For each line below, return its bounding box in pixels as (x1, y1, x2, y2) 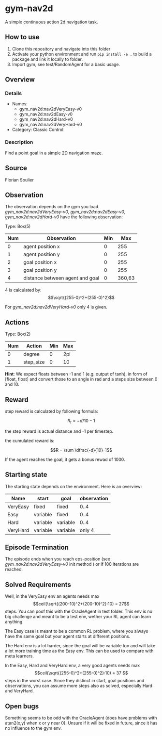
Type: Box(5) (5, 224, 31, 229)
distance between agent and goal (23, 275, 100, 281)
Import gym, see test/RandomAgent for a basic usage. (12, 61, 120, 67)
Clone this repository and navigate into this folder (12, 46, 111, 51)
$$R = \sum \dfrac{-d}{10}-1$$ (50, 447, 113, 453)
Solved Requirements (5, 580, 72, 589)
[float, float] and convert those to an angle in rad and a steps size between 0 (5, 376, 158, 382)
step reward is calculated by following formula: (5, 408, 98, 414)
